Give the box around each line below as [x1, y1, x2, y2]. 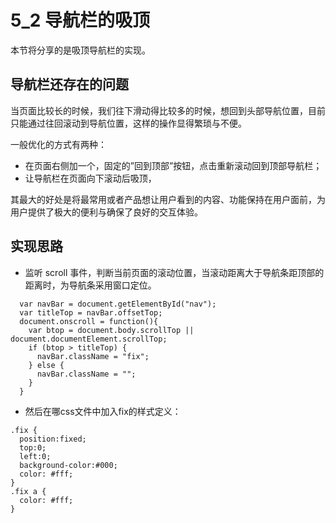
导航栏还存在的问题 [10, 76, 129, 93]
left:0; [19, 451, 52, 461]
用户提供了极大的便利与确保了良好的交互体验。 [10, 206, 203, 218]
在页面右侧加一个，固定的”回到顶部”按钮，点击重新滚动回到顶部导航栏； [24, 159, 323, 171]
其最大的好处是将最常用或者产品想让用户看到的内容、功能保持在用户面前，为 [10, 193, 326, 205]
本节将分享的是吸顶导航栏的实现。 [10, 44, 151, 56]
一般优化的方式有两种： [10, 138, 107, 150]
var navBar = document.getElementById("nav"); [19, 299, 217, 309]
